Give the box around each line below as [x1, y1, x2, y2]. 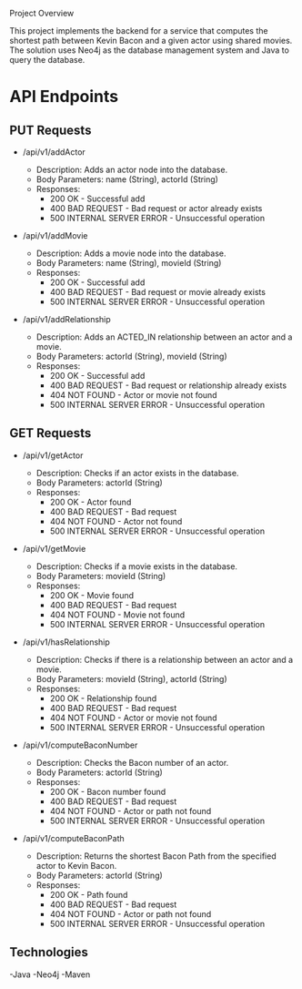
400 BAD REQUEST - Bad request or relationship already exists [49, 380, 287, 391]
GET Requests [9, 425, 92, 441]
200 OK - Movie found [49, 589, 135, 600]
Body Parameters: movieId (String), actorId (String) [35, 673, 227, 684]
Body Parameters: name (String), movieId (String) [35, 258, 222, 268]
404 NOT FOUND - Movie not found [49, 609, 186, 620]
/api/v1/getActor [22, 450, 84, 461]
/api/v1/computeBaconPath [22, 832, 125, 843]
